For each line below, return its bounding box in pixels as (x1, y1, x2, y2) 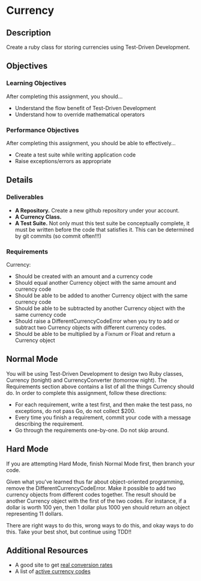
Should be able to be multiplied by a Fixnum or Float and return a (14, 330, 176, 337)
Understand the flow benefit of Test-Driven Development (14, 104, 156, 111)
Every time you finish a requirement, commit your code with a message (14, 414, 191, 421)
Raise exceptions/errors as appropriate (14, 157, 112, 164)
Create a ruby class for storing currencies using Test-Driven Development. (6, 43, 191, 51)
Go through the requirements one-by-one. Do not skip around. (14, 426, 169, 433)
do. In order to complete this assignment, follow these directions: (6, 389, 167, 396)
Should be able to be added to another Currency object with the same (14, 291, 188, 299)
